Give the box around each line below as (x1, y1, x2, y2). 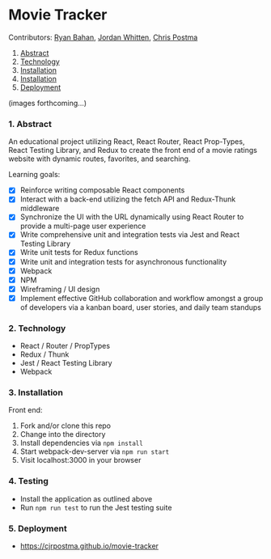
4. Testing (8, 476, 49, 487)
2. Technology (8, 322, 66, 333)
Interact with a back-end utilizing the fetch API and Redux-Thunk (19, 194, 236, 204)
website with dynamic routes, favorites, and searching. (8, 154, 191, 163)
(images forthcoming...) (8, 98, 87, 108)
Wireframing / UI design (19, 284, 100, 294)
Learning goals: (8, 170, 61, 180)
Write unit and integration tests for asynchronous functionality (19, 256, 227, 266)
